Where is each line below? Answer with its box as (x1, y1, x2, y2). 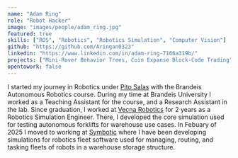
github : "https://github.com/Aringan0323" (7, 43, 135, 50)
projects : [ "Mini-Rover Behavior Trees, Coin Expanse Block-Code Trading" (7, 57, 233, 64)
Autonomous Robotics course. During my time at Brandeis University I (7, 90, 211, 98)
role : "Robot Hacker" (7, 17, 72, 24)
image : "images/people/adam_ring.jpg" (7, 23, 122, 30)
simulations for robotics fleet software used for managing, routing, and (7, 135, 214, 144)
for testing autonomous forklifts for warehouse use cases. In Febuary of (7, 120, 217, 128)
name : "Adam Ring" (7, 10, 62, 18)
